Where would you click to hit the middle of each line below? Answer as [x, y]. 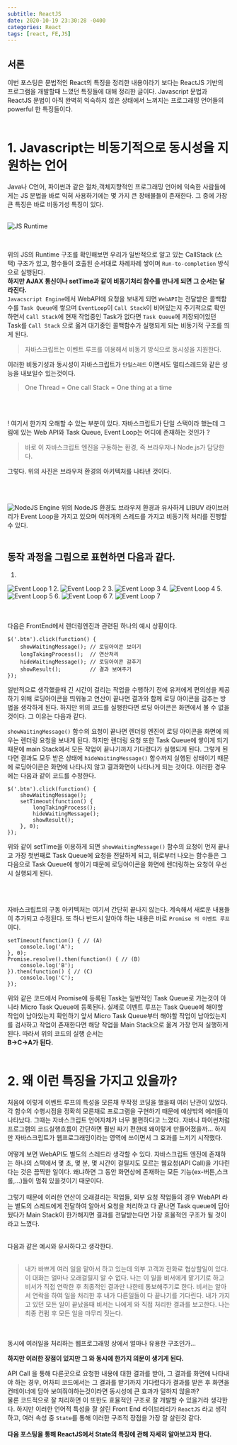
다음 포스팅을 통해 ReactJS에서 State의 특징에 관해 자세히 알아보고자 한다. [110, 1434]
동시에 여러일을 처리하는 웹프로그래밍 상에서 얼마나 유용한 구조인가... [102, 1343]
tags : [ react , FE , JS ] [39, 34]
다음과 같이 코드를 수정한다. [58, 775]
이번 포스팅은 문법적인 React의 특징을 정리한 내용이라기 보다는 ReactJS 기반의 [116, 83]
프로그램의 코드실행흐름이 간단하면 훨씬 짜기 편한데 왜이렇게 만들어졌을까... [110, 1129]
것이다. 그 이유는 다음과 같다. [47, 716]
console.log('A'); [47, 947]
